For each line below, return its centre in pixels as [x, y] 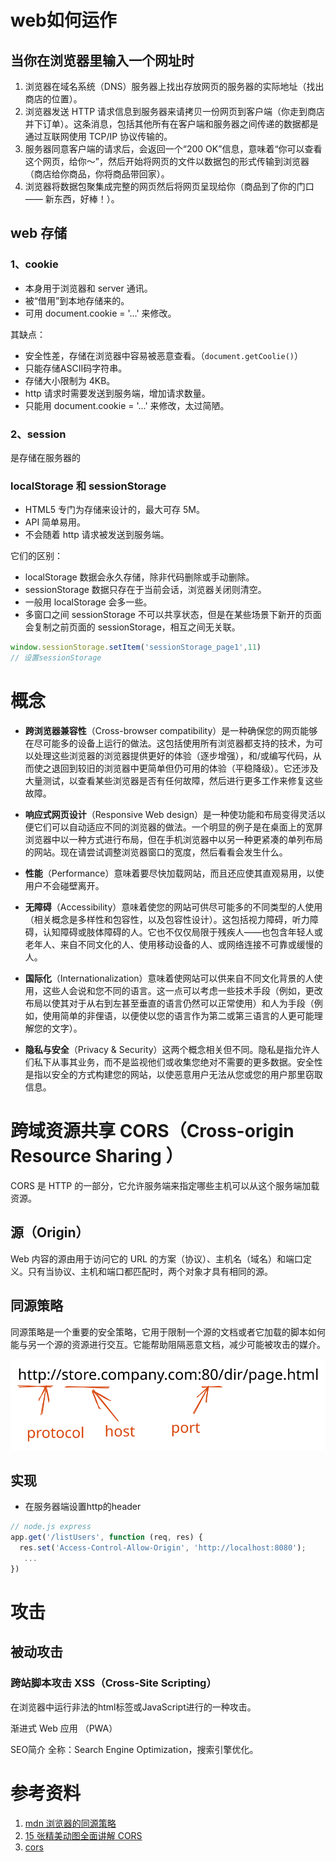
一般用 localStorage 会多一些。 [88, 602]
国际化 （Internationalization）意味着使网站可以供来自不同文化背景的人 [169, 978]
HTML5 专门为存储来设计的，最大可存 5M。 [114, 510]
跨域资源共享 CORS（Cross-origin [152, 1131]
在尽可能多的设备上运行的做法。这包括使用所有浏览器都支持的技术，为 [169, 743]
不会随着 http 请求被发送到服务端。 [97, 535]
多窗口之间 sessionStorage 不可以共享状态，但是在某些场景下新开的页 [168, 615]
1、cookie [34, 264]
